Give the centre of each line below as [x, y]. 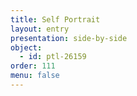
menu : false [35, 76]
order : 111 [33, 66]
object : [26, 47]
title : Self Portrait [55, 19]
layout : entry [40, 29]
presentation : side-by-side [69, 38]
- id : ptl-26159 [53, 57]
